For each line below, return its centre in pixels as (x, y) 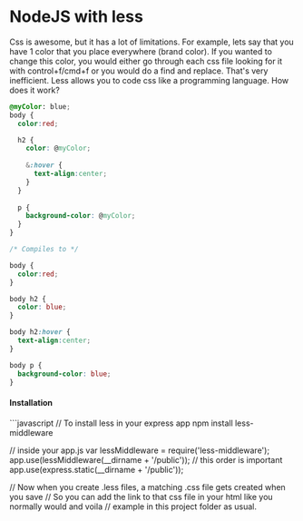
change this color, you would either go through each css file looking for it (146, 61)
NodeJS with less (76, 17)
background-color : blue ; (64, 374)
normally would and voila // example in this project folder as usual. (133, 506)
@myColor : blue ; (40, 106)
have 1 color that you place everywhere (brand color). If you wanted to (141, 51)
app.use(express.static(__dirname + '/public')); (97, 469)
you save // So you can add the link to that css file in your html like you (142, 496)
